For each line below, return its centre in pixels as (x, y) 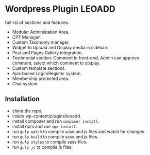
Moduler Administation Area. (41, 32)
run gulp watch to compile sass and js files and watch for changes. (79, 131)
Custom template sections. (39, 68)
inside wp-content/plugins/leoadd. (47, 116)
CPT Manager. (26, 37)
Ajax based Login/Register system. (47, 73)
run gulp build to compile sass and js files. (55, 136)
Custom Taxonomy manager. (41, 42)
